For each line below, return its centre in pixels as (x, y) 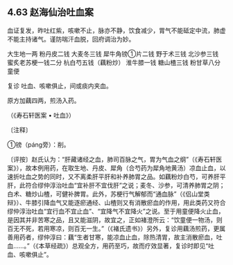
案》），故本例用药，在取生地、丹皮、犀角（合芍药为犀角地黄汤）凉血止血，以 (116, 167)
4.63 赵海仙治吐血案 (51, 12)
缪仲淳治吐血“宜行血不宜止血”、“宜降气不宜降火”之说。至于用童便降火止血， (116, 211)
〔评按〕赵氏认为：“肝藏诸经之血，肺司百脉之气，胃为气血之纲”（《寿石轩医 (115, 159)
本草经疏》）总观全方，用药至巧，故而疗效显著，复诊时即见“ (123, 246)
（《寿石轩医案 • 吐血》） (41, 115)
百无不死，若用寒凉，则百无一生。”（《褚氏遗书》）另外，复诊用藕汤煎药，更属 (116, 228)
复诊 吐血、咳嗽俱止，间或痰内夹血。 (60, 86)
